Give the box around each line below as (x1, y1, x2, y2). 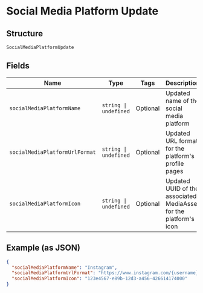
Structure (6, 28, 43, 39)
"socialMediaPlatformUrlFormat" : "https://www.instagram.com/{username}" (11, 270, 201, 276)
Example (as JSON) (6, 243, 80, 253)
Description (165, 79, 201, 87)
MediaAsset (165, 199, 199, 208)
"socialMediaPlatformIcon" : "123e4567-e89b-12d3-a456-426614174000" (11, 275, 188, 282)
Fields (6, 61, 30, 71)
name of (165, 96, 189, 105)
